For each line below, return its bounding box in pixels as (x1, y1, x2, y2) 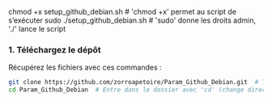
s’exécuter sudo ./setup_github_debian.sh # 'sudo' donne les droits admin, (8, 15, 257, 25)
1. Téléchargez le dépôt (8, 44, 101, 55)
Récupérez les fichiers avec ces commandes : (8, 62, 162, 72)
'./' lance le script (8, 24, 66, 33)
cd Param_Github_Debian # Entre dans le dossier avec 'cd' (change (8, 86, 244, 94)
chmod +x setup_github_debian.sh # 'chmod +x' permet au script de (8, 7, 237, 16)
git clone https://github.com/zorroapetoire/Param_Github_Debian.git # (8, 79, 259, 87)
